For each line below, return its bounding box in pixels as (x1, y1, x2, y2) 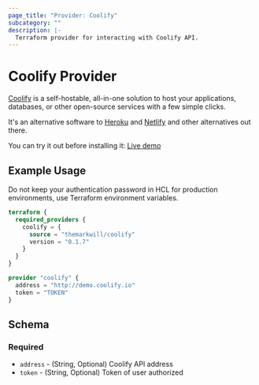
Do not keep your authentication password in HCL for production (8, 185, 218, 194)
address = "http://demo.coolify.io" (15, 281, 135, 289)
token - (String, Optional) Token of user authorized (19, 368, 183, 377)
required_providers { (15, 215, 87, 223)
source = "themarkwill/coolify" (28, 230, 135, 238)
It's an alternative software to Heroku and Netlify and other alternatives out (8, 118, 251, 127)
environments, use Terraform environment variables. (8, 193, 179, 202)
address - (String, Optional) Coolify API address (19, 360, 173, 369)
